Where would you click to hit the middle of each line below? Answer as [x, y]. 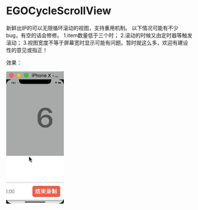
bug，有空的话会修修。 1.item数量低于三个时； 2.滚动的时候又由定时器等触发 [99, 35]
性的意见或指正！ [27, 50]
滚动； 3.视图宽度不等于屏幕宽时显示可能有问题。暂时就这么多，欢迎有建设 [97, 42]
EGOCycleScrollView [59, 11]
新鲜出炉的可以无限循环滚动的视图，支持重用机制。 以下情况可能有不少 [92, 28]
